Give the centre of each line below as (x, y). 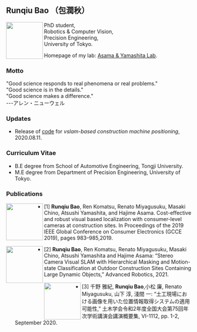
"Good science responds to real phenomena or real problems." (82, 84)
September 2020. (36, 323)
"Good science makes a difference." (50, 96)
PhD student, (60, 25)
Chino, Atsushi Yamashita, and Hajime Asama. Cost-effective (118, 213)
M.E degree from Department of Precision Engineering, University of (97, 172)
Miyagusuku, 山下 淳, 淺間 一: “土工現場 (130, 294)
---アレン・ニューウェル (36, 103)
